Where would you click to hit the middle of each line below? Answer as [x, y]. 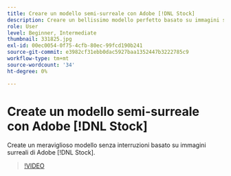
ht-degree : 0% [27, 71]
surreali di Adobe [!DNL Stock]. [51, 153]
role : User [23, 26]
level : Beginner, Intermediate [52, 33]
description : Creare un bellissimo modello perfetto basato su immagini [113, 20]
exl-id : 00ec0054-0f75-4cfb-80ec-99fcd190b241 [75, 46]
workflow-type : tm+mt [38, 59]
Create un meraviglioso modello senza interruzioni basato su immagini [107, 145]
